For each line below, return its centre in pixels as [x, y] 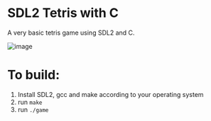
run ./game [33, 109]
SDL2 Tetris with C [63, 13]
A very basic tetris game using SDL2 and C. [71, 33]
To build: [34, 75]
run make [30, 102]
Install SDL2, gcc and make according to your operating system [110, 94]
